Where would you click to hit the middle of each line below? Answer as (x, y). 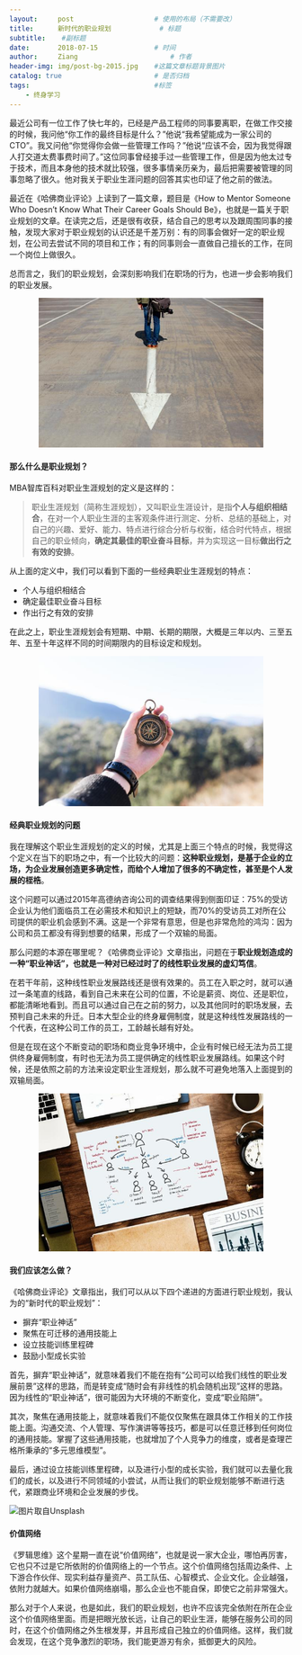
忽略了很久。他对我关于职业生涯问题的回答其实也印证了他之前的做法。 (147, 179)
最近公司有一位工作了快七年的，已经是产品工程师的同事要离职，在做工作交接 (151, 122)
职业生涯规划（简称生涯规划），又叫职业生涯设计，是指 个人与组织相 (155, 507)
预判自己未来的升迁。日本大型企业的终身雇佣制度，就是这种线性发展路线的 (147, 1016)
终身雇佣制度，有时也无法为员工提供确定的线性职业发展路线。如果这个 (147, 1058)
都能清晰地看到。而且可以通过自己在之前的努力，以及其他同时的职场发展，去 (151, 1005)
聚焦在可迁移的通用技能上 (70, 1333)
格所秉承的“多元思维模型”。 (60, 1450)
